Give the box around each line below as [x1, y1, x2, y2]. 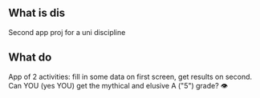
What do [8, 51, 52, 65]
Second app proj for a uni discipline [8, 27, 126, 37]
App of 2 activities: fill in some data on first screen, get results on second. [8, 72, 253, 81]
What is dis [8, 6, 66, 20]
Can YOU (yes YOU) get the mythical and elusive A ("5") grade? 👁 [8, 80, 229, 90]
